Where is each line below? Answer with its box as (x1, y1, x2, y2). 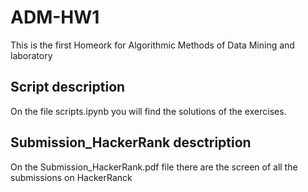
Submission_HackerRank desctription (10, 134, 252, 151)
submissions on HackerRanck (10, 171, 133, 183)
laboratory (10, 49, 53, 61)
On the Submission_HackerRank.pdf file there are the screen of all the (10, 161, 298, 173)
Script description (10, 79, 126, 96)
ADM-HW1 (10, 6, 100, 29)
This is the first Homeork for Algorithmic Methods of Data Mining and (10, 39, 295, 51)
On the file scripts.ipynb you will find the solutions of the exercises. (10, 105, 287, 117)
